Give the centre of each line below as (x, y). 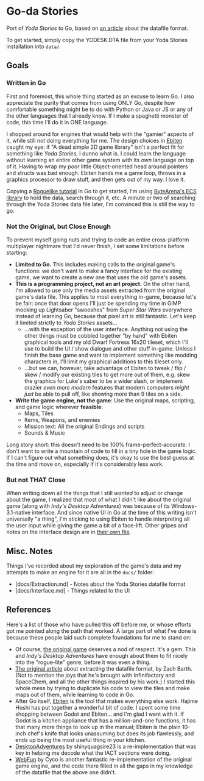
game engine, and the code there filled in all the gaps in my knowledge (104, 766)
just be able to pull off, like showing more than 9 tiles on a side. (103, 394)
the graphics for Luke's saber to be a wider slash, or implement (104, 381)
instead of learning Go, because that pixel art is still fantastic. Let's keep (106, 316)
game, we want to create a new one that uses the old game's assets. (101, 277)
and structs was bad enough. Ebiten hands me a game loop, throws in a (96, 173)
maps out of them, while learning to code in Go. (75, 694)
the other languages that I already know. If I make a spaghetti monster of (97, 116)
